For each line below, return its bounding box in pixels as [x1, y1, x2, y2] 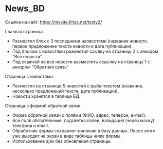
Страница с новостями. [5, 73, 54, 79]
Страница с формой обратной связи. [5, 103, 82, 108]
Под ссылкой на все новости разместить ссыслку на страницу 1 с [12, 59, 150, 64]
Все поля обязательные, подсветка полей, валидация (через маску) [12, 117, 155, 123]
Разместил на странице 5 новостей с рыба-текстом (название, [12, 83, 144, 88]
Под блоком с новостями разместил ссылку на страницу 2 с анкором [12, 48, 159, 54]
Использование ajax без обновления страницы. [12, 138, 111, 144]
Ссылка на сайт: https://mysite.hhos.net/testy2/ [5, 19, 102, 25]
